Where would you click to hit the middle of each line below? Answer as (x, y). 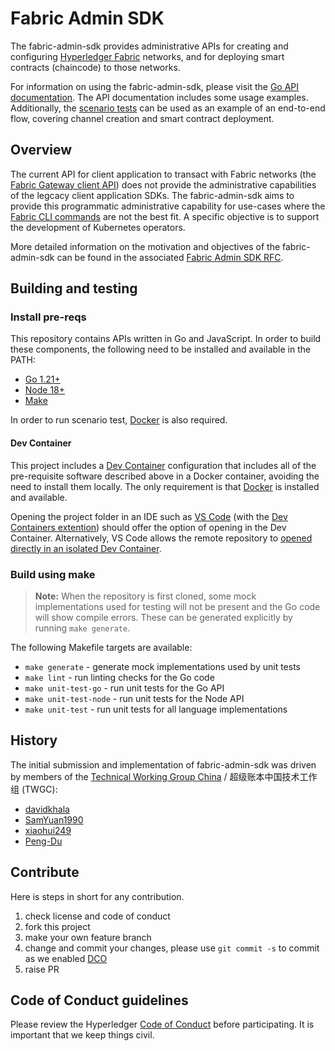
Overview (41, 150)
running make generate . (82, 628)
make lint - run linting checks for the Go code (119, 677)
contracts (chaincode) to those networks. (95, 67)
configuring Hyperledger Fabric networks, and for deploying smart (147, 56)
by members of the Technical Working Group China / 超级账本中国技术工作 (164, 776)
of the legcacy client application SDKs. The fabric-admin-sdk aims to (152, 195)
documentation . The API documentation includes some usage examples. (159, 97)
